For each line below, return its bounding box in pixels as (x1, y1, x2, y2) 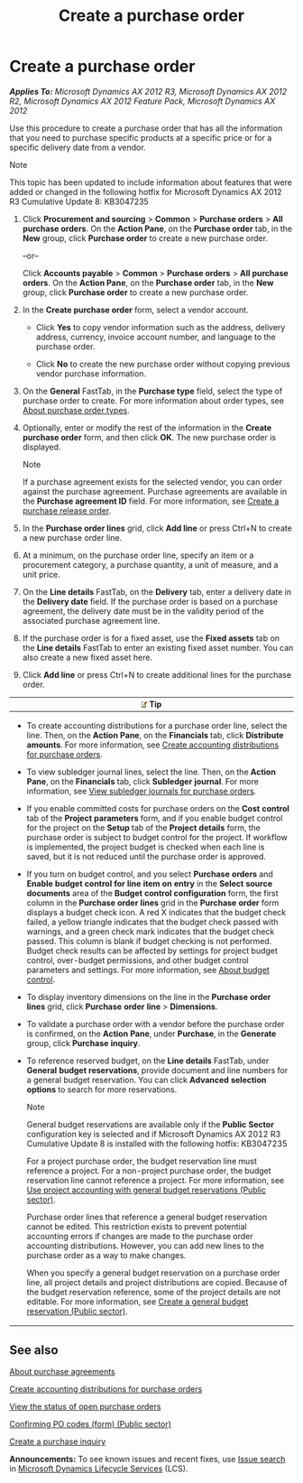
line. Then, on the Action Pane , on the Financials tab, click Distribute (26, 729, 284, 740)
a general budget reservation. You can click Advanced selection (26, 1074, 267, 1085)
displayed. (22, 441, 61, 452)
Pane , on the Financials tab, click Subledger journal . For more (26, 775, 259, 786)
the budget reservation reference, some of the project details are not (26, 1286, 281, 1297)
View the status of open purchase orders (9, 1401, 161, 1412)
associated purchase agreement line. (22, 615, 161, 626)
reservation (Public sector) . (26, 1305, 128, 1316)
